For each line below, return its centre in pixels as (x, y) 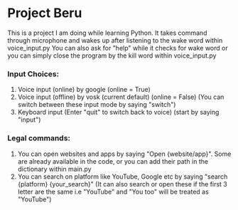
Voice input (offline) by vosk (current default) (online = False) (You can (121, 97)
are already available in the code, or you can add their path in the (113, 161)
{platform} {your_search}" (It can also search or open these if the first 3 (122, 184)
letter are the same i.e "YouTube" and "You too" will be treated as (113, 191)
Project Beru (45, 13)
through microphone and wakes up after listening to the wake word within (115, 40)
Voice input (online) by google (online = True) (84, 90)
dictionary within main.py (54, 169)
